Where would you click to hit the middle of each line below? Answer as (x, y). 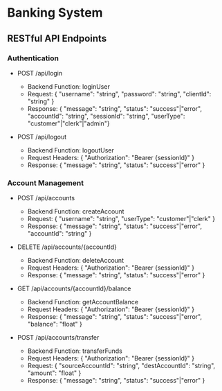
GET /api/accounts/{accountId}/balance (74, 288)
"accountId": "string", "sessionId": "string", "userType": (106, 116)
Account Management (46, 183)
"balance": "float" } (55, 324)
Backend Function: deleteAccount (76, 261)
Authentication (33, 58)
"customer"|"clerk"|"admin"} (68, 123)
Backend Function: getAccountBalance (83, 302)
